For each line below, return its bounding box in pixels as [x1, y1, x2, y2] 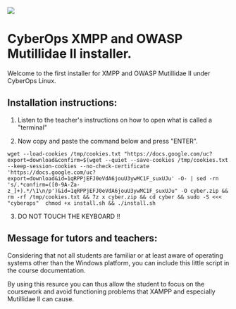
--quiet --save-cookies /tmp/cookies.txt [104, 156, 229, 163]
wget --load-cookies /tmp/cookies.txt [7, 150, 121, 158]
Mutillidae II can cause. [7, 294, 75, 303]
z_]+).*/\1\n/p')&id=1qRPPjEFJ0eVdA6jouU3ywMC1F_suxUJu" [7, 187, 178, 194]
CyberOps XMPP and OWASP [7, 31, 183, 47]
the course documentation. [7, 266, 86, 275]
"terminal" [17, 123, 48, 132]
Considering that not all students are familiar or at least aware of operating [7, 251, 223, 260]
